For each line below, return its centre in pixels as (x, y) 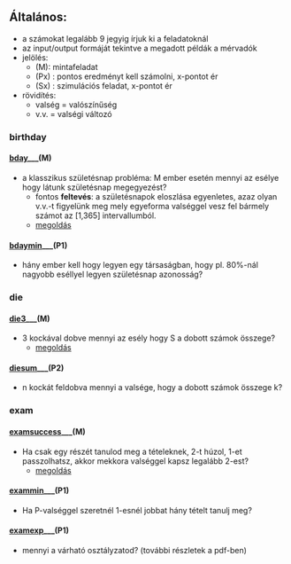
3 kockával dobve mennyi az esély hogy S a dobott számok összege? (149, 338)
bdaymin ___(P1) (38, 245)
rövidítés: (39, 95)
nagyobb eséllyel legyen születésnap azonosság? (112, 274)
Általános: (38, 17)
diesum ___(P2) (37, 368)
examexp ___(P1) (39, 530)
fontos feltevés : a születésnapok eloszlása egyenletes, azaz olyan (156, 196)
